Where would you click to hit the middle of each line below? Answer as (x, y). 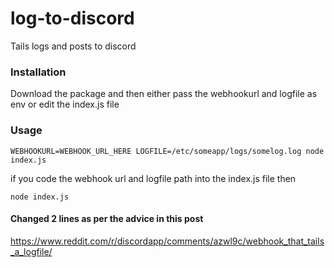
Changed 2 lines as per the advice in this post (107, 219)
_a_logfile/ (31, 251)
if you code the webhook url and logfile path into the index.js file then (153, 178)
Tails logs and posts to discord (73, 46)
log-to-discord (72, 18)
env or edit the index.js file (65, 104)
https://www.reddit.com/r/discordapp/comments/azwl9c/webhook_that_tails (167, 241)
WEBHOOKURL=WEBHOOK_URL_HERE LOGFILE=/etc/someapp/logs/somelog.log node (167, 151)
